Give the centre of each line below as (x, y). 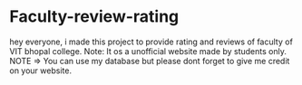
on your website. (41, 71)
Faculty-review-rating (94, 17)
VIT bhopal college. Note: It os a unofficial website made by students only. (148, 51)
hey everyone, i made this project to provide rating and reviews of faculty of (151, 42)
